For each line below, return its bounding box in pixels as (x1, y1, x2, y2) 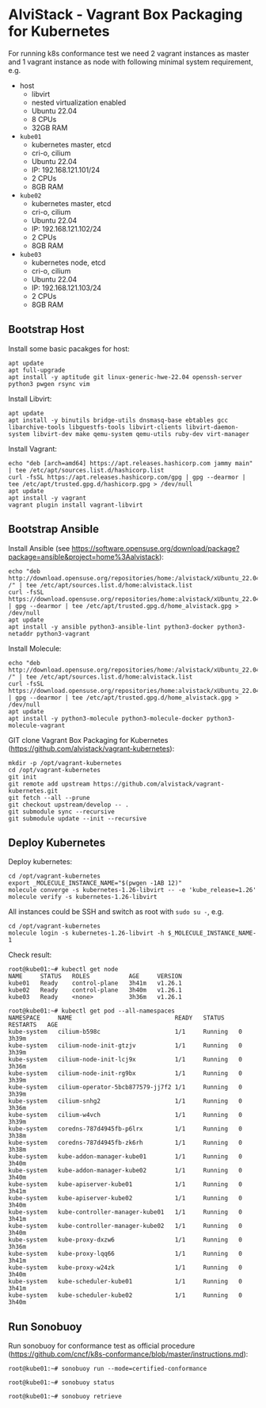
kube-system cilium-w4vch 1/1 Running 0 (8, 1111, 243, 1119)
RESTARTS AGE (8, 1021, 59, 1029)
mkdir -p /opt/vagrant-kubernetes (8, 759, 123, 767)
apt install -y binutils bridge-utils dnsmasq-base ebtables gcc (8, 416, 228, 424)
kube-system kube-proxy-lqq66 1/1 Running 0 (8, 1250, 243, 1258)
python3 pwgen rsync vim (8, 380, 90, 388)
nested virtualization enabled (31, 98, 127, 107)
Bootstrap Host (8, 323, 85, 336)
